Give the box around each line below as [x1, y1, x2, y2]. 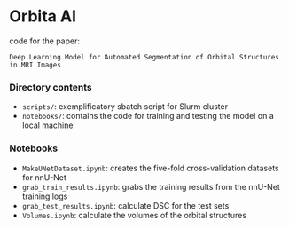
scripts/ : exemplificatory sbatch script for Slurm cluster [21, 101, 229, 112]
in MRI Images [9, 60, 62, 69]
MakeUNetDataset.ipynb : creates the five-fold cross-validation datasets [21, 162, 279, 173]
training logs [21, 191, 68, 201]
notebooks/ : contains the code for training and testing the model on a [21, 111, 275, 122]
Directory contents [9, 81, 93, 93]
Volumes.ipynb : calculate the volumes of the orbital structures [21, 209, 246, 220]
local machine [21, 120, 74, 130]
